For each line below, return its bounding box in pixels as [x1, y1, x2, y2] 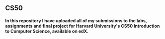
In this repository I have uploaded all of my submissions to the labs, [5, 17, 147, 24]
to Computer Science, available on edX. [5, 28, 88, 34]
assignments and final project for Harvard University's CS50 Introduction [5, 23, 160, 29]
